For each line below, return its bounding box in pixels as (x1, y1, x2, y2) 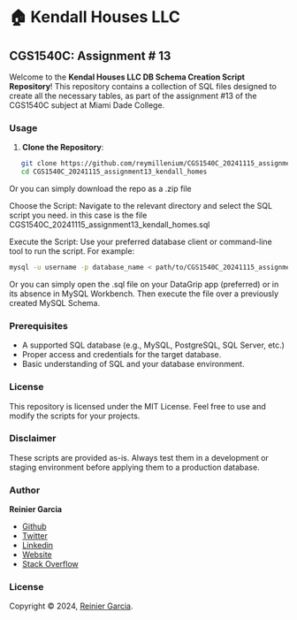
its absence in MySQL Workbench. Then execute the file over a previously (9, 288, 279, 299)
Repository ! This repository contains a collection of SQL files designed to (9, 81, 277, 91)
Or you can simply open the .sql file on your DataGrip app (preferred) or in (9, 279, 279, 289)
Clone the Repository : (21, 142, 104, 153)
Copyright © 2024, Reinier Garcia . (9, 601, 133, 611)
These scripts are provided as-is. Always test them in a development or (9, 452, 270, 463)
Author (9, 484, 41, 496)
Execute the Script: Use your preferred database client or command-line (9, 236, 272, 248)
